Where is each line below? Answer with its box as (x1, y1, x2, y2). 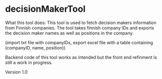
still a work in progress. (5, 59, 53, 65)
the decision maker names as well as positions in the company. (5, 30, 134, 36)
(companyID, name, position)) (5, 45, 66, 51)
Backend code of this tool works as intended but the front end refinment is (5, 54, 157, 60)
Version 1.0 (5, 69, 28, 75)
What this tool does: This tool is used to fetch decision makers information (5, 20, 157, 26)
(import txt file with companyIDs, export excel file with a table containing (5, 39, 154, 45)
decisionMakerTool (5, 3, 86, 15)
